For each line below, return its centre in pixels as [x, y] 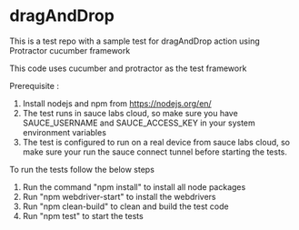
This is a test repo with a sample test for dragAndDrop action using [135, 41]
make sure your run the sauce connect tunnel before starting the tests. [155, 152]
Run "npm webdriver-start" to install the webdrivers [119, 196]
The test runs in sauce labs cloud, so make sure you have [130, 113]
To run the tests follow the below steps [82, 169]
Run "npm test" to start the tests [83, 215]
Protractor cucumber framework [70, 50]
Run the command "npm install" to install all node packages [134, 186]
